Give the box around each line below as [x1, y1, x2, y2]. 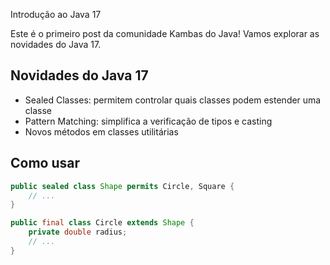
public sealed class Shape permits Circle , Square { [10, 181, 235, 191]
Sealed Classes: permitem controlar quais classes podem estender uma [24, 94, 322, 106]
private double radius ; [28, 227, 128, 238]
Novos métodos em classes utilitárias [24, 125, 179, 138]
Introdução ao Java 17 [10, 9, 102, 20]
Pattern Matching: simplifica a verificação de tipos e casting [24, 115, 273, 127]
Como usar [10, 155, 81, 172]
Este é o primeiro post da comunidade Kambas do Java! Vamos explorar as [10, 28, 320, 39]
